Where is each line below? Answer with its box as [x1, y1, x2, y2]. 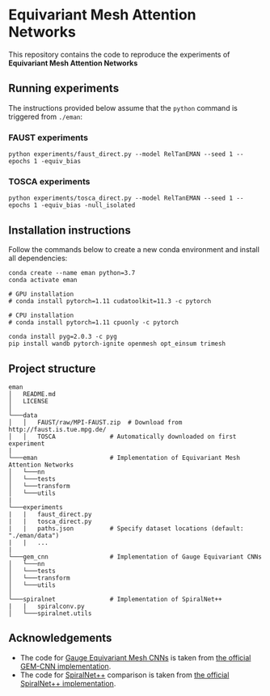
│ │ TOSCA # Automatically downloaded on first [8, 432, 237, 441]
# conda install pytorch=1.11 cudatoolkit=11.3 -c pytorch [8, 297, 212, 306]
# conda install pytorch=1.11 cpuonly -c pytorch [8, 318, 179, 327]
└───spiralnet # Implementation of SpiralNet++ [8, 595, 222, 603]
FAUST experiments [8, 132, 89, 143]
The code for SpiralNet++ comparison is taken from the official [19, 669, 230, 680]
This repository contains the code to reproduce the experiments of [8, 49, 230, 59]
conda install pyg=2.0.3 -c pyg [8, 333, 117, 341]
